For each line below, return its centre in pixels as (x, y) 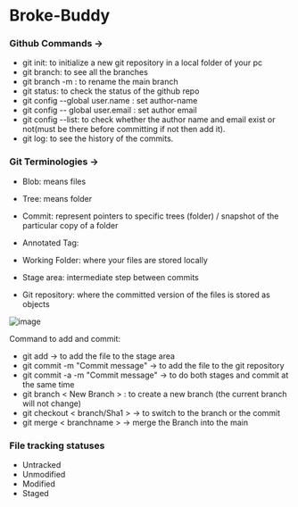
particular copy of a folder (70, 225)
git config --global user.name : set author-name (110, 101)
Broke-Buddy (60, 16)
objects (36, 303)
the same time (48, 384)
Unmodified (44, 475)
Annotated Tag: (50, 243)
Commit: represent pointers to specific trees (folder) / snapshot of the (150, 216)
